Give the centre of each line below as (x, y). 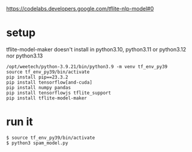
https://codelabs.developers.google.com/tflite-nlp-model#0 (80, 9)
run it (19, 122)
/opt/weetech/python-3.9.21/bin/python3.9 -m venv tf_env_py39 (87, 66)
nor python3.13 (25, 56)
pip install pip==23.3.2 (37, 77)
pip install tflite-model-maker (46, 98)
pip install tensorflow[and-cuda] (49, 82)
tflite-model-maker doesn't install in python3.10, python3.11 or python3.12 (96, 49)
